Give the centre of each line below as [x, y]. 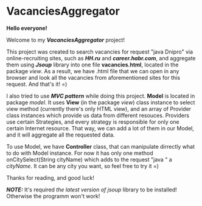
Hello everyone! [27, 28]
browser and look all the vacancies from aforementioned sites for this [93, 77]
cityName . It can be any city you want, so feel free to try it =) [83, 166]
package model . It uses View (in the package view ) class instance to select [101, 102]
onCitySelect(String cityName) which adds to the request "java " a [89, 159]
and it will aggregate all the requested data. [61, 135]
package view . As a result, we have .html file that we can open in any [93, 71]
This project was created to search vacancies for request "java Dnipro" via [100, 51]
